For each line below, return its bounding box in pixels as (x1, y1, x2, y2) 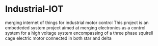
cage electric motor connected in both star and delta (5, 35, 112, 41)
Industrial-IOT (5, 3, 64, 15)
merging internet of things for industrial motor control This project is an (5, 20, 149, 25)
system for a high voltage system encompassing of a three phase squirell (5, 30, 154, 36)
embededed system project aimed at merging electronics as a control (5, 24, 146, 30)
